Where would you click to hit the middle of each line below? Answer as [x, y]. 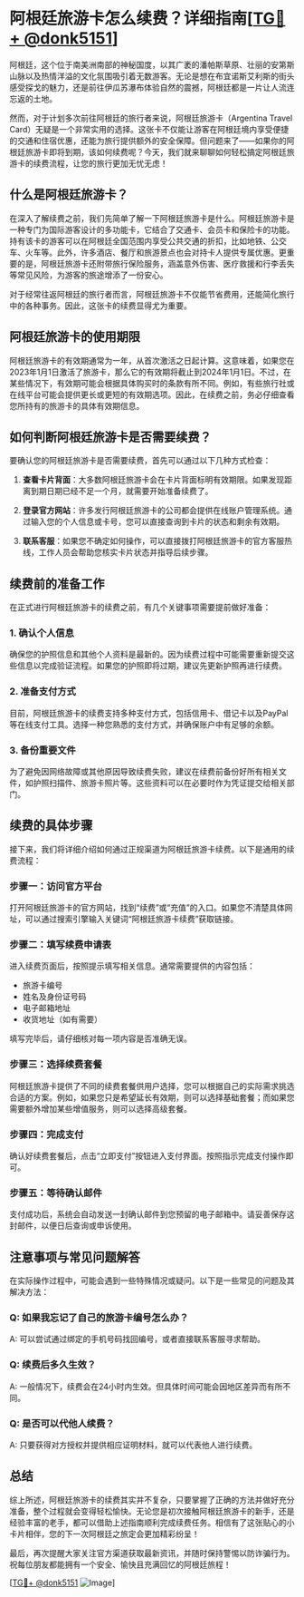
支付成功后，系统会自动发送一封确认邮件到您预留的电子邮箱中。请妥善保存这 [152, 1214]
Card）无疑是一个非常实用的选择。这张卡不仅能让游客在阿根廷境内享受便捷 [149, 129]
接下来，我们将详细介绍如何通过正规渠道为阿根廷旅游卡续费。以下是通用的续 [152, 849]
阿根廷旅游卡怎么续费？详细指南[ [131, 19]
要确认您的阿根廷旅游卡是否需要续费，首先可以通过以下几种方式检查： [140, 461]
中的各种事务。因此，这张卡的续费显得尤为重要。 [100, 306]
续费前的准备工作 [57, 584]
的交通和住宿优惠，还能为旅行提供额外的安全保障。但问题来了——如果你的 [148, 141]
